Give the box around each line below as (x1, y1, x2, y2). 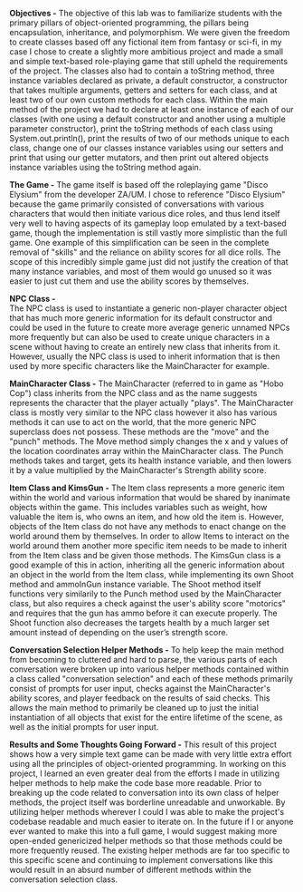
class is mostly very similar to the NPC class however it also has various (9, 407, 278, 418)
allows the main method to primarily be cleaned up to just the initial (9, 703, 260, 713)
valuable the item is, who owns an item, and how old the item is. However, (9, 511, 285, 522)
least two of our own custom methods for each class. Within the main (9, 94, 269, 105)
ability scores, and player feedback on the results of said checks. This (9, 693, 270, 703)
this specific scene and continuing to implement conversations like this (9, 855, 273, 865)
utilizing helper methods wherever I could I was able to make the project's (9, 807, 285, 817)
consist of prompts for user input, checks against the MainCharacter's (9, 684, 271, 693)
